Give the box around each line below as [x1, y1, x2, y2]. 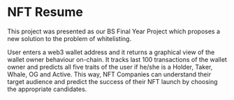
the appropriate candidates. [7, 85, 87, 93]
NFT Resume [7, 4, 84, 20]
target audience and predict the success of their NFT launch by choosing [7, 77, 218, 85]
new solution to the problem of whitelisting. [7, 34, 131, 42]
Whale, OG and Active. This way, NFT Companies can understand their [7, 70, 212, 78]
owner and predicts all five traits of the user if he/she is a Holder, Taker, [7, 62, 213, 71]
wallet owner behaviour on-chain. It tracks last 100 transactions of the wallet [7, 55, 227, 63]
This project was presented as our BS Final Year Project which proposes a [7, 27, 221, 35]
